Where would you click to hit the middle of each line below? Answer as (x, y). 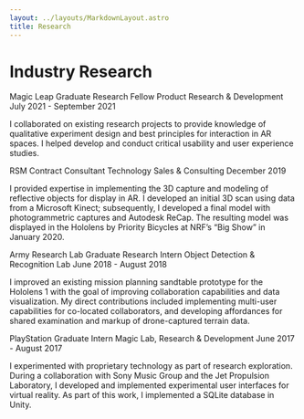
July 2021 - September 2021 (63, 107)
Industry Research (81, 72)
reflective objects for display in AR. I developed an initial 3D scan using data (152, 198)
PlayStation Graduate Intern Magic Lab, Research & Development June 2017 (152, 339)
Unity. (21, 405)
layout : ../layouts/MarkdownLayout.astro (89, 18)
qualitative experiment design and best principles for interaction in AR (141, 134)
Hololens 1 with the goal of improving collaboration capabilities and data (145, 292)
